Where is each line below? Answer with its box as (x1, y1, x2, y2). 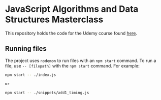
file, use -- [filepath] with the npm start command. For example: (5, 63, 140, 68)
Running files (5, 44, 47, 53)
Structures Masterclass (5, 14, 103, 25)
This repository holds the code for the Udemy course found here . (5, 30, 137, 36)
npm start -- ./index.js (5, 72, 56, 77)
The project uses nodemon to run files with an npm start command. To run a (5, 58, 157, 64)
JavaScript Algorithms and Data (5, 3, 139, 15)
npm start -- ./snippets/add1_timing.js (5, 90, 90, 95)
